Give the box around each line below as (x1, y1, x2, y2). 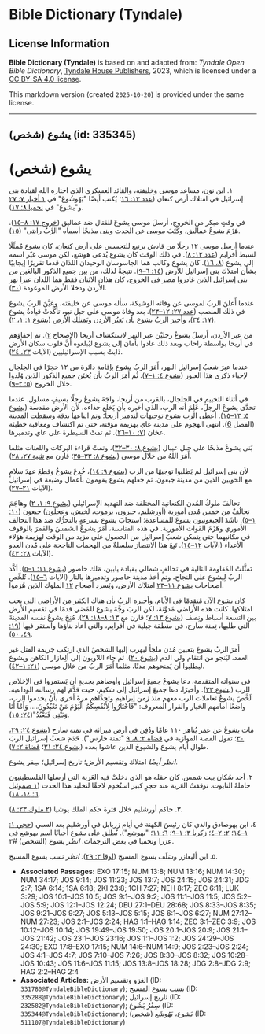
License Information (9, 37, 109, 50)
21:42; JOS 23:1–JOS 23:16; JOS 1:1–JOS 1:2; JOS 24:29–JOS (35, 934, 234, 944)
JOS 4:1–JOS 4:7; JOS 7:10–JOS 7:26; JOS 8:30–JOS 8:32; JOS (20, 951, 226, 960)
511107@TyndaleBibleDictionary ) (20, 1017, 126, 1027)
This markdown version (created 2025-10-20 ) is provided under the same (9, 90, 245, 99)
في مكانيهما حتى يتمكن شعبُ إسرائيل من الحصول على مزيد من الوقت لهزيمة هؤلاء (9, 532, 251, 541)
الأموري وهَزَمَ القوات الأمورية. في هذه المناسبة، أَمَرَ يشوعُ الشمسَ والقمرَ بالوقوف (9, 523, 247, 533)
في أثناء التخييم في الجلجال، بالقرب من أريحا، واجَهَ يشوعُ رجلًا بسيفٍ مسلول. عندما (9, 394, 248, 404)
